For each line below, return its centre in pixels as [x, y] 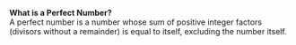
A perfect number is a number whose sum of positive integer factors [136, 22]
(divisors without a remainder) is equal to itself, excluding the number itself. [148, 31]
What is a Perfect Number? [61, 13]
